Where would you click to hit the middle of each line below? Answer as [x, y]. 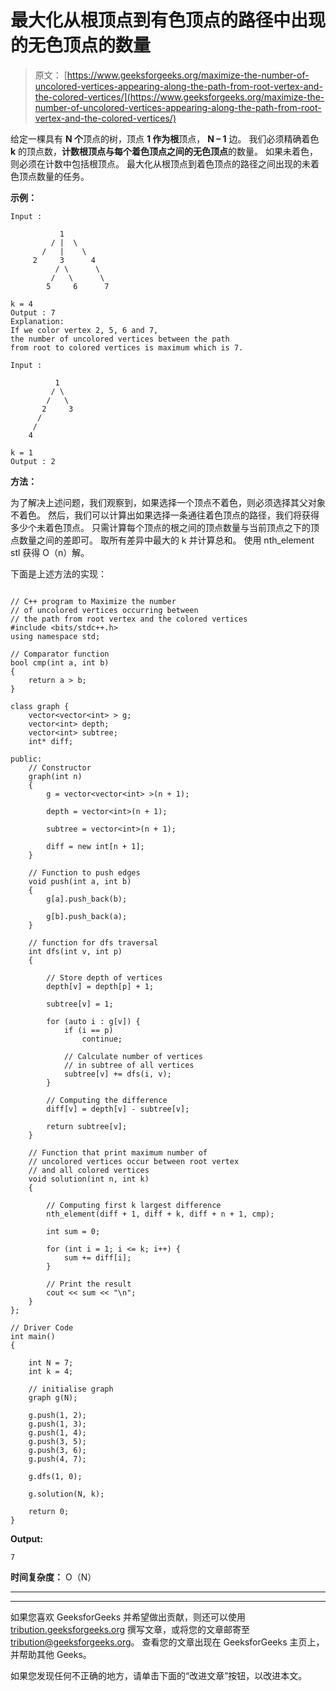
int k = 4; [51, 1371]
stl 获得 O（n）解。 [50, 552]
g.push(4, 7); [57, 1459]
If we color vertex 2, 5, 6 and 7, [84, 330]
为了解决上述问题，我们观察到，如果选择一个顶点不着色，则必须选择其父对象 [168, 502]
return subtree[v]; [87, 1126]
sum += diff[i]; [97, 1257]
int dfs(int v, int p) [75, 951]
